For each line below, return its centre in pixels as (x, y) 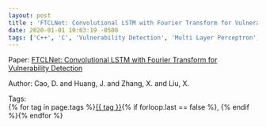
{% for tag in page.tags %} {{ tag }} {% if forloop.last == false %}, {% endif (129, 107)
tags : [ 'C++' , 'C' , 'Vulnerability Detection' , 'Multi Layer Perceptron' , (134, 37)
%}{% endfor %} (36, 116)
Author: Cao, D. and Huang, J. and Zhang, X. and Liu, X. (99, 84)
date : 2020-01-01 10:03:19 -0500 (63, 30)
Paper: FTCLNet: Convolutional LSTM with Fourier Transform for (113, 60)
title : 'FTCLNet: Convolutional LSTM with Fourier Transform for (120, 23)
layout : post (30, 15)
